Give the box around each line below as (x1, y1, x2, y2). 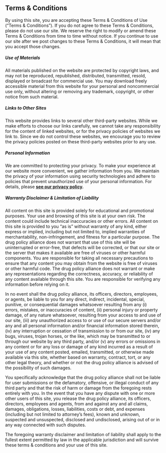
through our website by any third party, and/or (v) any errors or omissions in (5, 338, 161, 344)
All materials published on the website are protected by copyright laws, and (5, 67, 160, 73)
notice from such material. (5, 94, 59, 100)
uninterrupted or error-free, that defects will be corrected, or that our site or (5, 244, 160, 250)
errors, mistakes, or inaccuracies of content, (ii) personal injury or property (5, 307, 158, 313)
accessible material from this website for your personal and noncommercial (5, 83, 160, 89)
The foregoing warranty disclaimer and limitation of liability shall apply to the (5, 431, 162, 437)
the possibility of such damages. (5, 365, 72, 371)
